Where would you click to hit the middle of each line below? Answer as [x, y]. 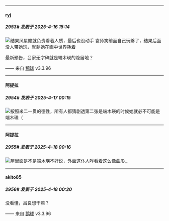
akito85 [13, 177]
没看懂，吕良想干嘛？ [27, 203]
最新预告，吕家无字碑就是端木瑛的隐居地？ [49, 57]
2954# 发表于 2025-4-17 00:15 [38, 97]
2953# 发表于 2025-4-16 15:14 [38, 27]
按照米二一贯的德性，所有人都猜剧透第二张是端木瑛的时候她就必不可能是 [85, 112]
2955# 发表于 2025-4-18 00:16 [38, 147]
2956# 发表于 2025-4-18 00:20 [39, 189]
